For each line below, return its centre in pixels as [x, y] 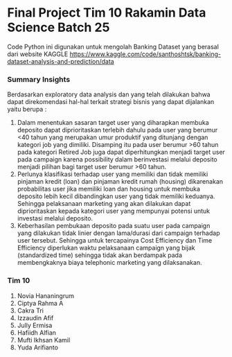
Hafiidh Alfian [37, 332]
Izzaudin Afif [35, 317]
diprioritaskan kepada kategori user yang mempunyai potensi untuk [114, 211]
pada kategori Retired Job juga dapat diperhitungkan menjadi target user [121, 152]
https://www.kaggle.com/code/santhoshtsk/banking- [145, 54]
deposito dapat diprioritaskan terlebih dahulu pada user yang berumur [117, 130]
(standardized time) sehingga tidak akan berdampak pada [99, 255]
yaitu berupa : [27, 110]
